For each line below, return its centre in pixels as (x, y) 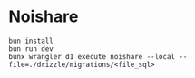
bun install (31, 41)
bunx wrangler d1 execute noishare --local (92, 56)
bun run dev (31, 49)
